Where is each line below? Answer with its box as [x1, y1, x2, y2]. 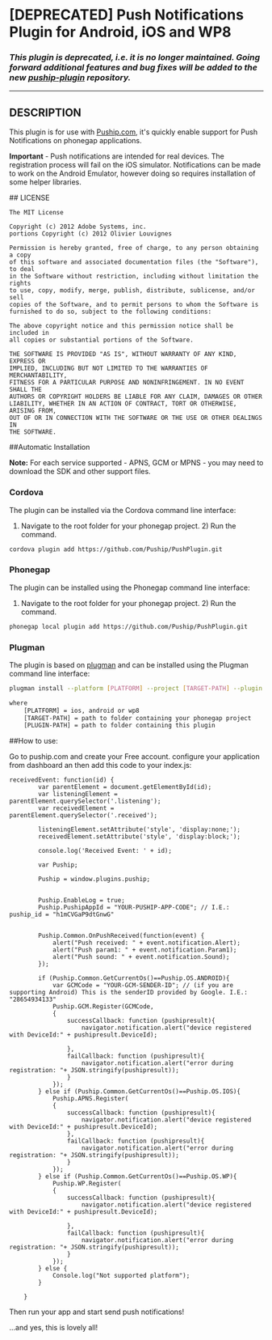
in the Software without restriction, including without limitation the [9, 273, 259, 281]
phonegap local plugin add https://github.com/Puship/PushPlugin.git [9, 622, 249, 630]
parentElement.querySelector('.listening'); [9, 797, 161, 806]
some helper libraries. [9, 177, 82, 187]
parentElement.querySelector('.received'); [9, 812, 158, 820]
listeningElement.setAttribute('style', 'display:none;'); [38, 825, 241, 834]
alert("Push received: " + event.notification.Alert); [52, 939, 241, 948]
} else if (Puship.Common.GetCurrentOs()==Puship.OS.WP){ [38, 1172, 237, 1181]
